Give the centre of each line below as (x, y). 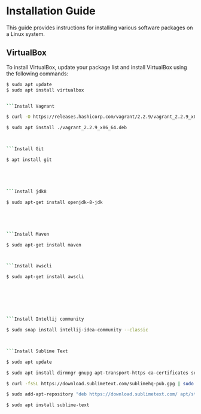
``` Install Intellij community (45, 319)
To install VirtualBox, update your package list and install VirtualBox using (97, 67)
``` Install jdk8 (26, 191)
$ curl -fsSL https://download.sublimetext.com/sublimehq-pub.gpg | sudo (100, 383)
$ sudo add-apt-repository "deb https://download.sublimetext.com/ (92, 394)
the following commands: (37, 74)
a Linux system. (25, 34)
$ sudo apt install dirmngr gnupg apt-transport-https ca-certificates (97, 373)
